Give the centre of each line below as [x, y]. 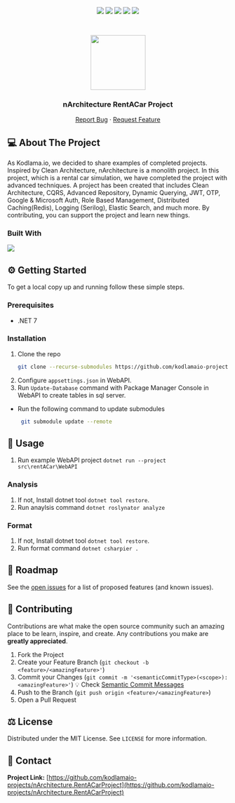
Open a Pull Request [47, 700]
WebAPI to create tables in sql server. [72, 395]
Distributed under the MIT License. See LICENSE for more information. [107, 738]
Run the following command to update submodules [91, 409]
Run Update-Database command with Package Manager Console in [113, 387]
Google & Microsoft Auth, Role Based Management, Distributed [98, 201]
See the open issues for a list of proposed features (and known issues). [110, 587]
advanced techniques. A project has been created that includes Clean [108, 185]
